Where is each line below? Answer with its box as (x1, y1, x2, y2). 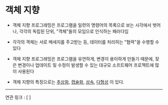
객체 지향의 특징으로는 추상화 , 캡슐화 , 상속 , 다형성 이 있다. (12, 78, 124, 85)
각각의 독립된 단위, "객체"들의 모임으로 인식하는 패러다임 (19, 28, 129, 34)
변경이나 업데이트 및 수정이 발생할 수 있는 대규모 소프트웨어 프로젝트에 (17, 62, 154, 68)
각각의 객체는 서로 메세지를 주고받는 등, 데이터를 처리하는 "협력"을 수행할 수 (12, 38, 159, 45)
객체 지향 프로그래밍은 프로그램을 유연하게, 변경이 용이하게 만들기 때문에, (12, 55, 154, 61)
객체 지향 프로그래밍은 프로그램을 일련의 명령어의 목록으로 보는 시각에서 (12, 22, 151, 28)
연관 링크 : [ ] (5, 94, 31, 100)
